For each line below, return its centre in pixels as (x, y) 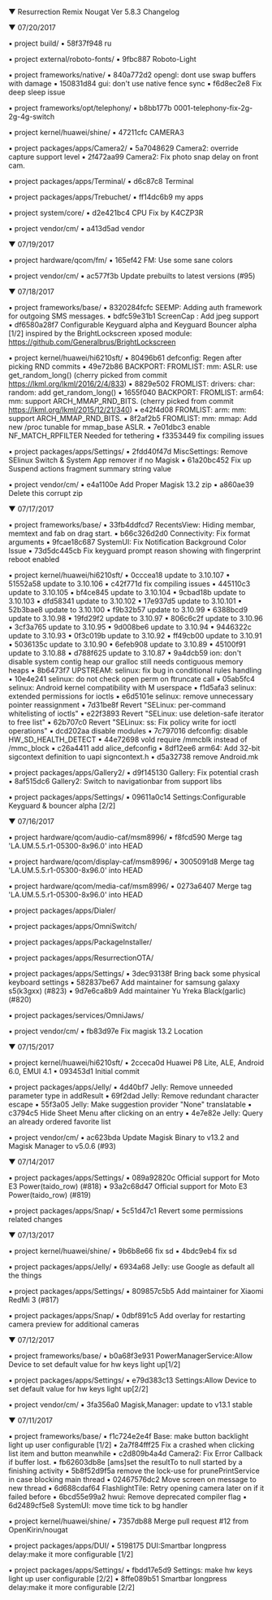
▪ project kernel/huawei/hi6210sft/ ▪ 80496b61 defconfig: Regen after (125, 358)
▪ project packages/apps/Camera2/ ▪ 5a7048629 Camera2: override (123, 148)
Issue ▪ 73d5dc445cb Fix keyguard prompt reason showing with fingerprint (135, 550)
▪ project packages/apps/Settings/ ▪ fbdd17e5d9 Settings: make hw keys (131, 1570)
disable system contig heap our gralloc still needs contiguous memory (126, 662)
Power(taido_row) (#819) (50, 1195)
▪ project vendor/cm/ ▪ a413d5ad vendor (77, 228)
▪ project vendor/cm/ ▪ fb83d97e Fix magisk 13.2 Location (106, 1031)
